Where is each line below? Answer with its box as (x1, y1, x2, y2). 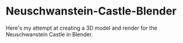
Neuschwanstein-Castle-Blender (5, 4, 177, 18)
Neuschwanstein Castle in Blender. (5, 30, 94, 38)
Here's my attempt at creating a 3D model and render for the (5, 24, 157, 31)
